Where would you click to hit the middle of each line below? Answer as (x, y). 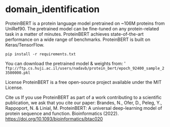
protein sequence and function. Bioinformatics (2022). (62, 113)
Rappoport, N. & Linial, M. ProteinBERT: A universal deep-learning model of (84, 108)
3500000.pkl (18, 73)
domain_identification (53, 9)
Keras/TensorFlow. (25, 45)
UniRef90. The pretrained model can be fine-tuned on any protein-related (82, 28)
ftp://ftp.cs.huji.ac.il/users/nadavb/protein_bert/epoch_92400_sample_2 (85, 68)
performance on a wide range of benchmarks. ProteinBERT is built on (78, 39)
